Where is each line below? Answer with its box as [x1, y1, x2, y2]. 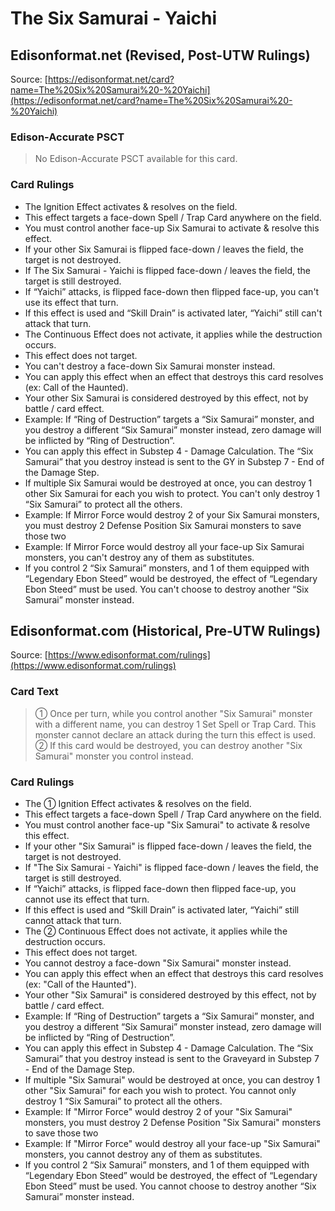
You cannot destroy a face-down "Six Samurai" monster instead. [24, 957, 292, 969]
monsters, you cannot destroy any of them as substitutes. [24, 1148, 263, 1160]
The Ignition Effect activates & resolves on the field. [24, 200, 238, 212]
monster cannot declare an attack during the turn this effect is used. [34, 728, 317, 741]
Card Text [10, 685, 59, 699]
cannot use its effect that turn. [24, 893, 150, 905]
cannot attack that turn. [24, 915, 122, 926]
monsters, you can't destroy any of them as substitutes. [24, 551, 255, 563]
